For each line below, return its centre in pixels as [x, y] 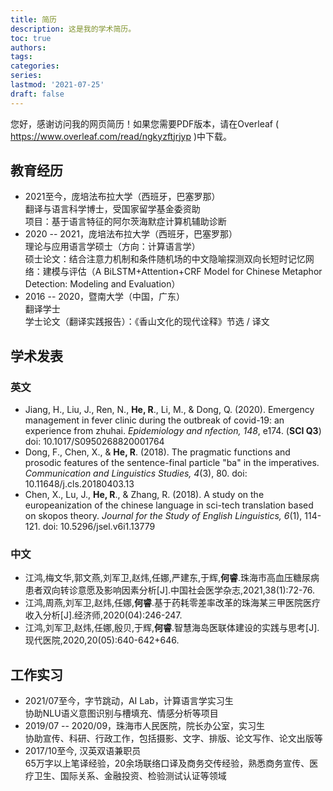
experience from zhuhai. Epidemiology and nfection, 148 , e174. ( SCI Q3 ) [173, 431]
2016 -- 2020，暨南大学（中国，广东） [105, 297]
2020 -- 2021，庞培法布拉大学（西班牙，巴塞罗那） [131, 234]
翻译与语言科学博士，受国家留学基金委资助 [112, 209]
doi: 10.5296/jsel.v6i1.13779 [99, 527]
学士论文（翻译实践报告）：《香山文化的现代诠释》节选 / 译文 [147, 322]
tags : [21, 57]
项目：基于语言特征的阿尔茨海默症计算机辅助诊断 [125, 222]
